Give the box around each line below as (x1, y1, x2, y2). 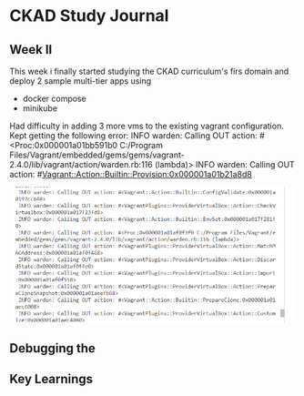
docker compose (22, 93, 86, 104)
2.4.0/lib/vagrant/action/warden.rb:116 (9, 159, 153, 169)
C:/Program (119, 140, 164, 150)
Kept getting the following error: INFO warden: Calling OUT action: (9, 130, 258, 141)
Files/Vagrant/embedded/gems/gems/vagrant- (9, 149, 185, 160)
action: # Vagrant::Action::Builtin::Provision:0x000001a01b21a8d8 (9, 169, 252, 179)
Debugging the (9, 340, 96, 356)
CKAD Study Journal (9, 5, 169, 26)
